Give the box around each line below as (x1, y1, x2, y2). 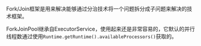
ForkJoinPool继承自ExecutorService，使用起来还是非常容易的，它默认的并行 (6, 26, 195, 32)
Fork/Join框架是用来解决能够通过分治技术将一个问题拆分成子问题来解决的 (6, 5, 187, 12)
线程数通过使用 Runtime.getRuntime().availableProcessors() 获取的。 (6, 33, 177, 40)
